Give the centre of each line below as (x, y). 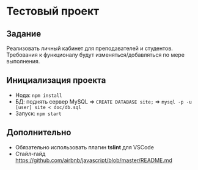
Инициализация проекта (56, 80)
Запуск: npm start (38, 113)
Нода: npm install (38, 95)
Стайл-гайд (30, 154)
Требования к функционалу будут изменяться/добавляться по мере (96, 55)
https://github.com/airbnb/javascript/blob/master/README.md (94, 160)
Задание (24, 34)
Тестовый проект (53, 11)
